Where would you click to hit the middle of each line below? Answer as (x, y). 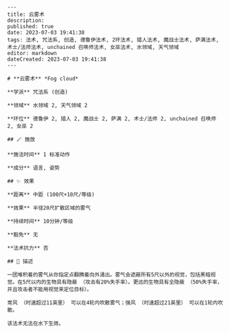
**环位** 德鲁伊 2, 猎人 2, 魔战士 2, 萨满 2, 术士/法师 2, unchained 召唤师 (112, 119)
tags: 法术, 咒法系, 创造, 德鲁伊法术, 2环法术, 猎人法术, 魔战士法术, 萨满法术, (113, 40)
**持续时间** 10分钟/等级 (40, 221)
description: (26, 21)
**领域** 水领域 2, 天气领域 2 (47, 105)
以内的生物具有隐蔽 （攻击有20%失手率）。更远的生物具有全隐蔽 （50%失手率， (127, 282)
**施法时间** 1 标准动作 (39, 154)
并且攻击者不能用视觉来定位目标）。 (50, 290)
